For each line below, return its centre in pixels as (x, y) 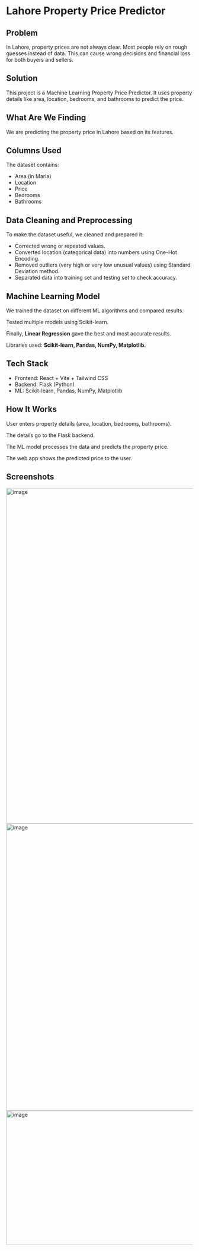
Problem (22, 33)
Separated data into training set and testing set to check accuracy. (96, 278)
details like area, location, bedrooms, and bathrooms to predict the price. (95, 99)
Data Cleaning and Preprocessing (69, 220)
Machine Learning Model (53, 296)
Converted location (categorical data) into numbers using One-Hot (96, 252)
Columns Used (34, 151)
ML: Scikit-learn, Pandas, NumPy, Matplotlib (68, 391)
